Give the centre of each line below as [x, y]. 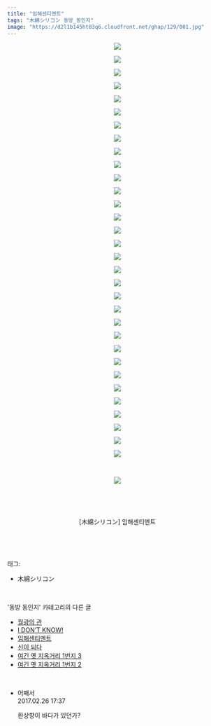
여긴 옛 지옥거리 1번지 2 [49, 665]
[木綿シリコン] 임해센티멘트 [117, 522]
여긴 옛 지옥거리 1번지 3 [49, 656]
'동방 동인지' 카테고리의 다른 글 [49, 608]
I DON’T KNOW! [40, 630]
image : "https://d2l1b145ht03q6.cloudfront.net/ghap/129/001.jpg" [106, 27]
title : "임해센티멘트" [36, 14]
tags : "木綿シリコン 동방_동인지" [51, 20]
